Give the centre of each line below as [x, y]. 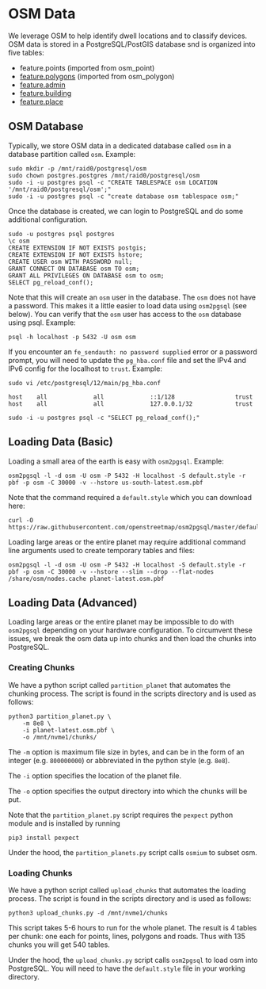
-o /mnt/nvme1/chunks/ [60, 737]
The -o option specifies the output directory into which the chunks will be [128, 791]
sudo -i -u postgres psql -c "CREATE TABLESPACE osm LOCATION [113, 182]
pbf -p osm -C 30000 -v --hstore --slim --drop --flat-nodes [111, 571]
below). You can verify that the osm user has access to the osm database [125, 314]
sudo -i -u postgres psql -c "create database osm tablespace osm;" [123, 196]
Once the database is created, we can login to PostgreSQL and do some [126, 211]
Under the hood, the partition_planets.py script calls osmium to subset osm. [133, 852]
